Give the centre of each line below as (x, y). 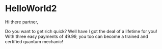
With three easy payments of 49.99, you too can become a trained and (77, 36)
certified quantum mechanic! (34, 41)
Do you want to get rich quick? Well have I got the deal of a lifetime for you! (81, 31)
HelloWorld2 (31, 8)
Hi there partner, (22, 22)
